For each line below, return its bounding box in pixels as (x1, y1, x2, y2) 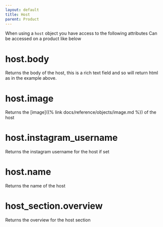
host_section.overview (5, 200, 103, 212)
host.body (5, 53, 49, 65)
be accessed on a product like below (5, 36, 81, 42)
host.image (5, 93, 54, 104)
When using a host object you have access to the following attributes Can (5, 31, 157, 37)
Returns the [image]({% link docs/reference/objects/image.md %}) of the (5, 109, 156, 115)
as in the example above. (5, 75, 57, 81)
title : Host (5, 12, 30, 17)
